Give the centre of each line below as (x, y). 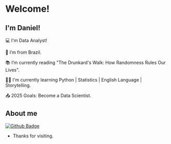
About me (21, 114)
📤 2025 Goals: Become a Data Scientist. (48, 96)
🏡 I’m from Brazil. (24, 52)
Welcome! (27, 9)
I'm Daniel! (23, 28)
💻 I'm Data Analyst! (26, 40)
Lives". (12, 70)
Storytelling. (18, 85)
